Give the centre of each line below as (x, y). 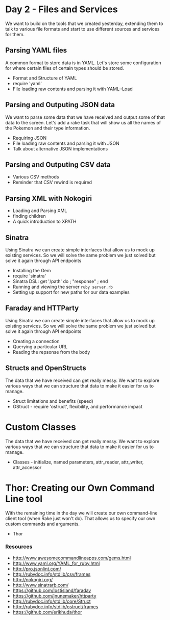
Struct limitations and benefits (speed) (53, 401)
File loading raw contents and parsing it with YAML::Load (72, 89)
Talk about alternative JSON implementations (60, 148)
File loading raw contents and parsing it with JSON (66, 143)
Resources (19, 547)
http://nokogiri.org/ (33, 579)
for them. (15, 34)
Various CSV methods (36, 177)
